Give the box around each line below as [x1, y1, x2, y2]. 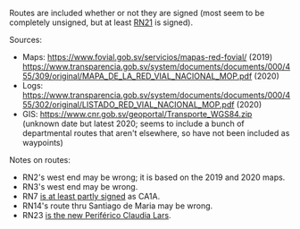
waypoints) [21, 138, 64, 148]
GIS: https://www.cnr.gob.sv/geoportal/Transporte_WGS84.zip [21, 109, 253, 119]
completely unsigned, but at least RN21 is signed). [9, 17, 194, 28]
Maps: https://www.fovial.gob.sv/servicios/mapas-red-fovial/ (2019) [21, 52, 273, 62]
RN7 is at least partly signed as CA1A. [21, 191, 161, 201]
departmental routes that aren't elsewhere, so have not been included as [21, 128, 290, 138]
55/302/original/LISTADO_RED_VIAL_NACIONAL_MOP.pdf [21, 99, 235, 110]
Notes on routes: [9, 155, 71, 165]
